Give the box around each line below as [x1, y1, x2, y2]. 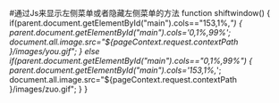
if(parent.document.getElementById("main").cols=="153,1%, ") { [9, 18, 243, 28]
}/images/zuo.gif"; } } [9, 83, 88, 94]
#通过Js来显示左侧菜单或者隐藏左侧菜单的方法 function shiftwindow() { [9, 8, 271, 18]
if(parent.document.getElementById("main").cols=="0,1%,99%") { [9, 56, 253, 66]
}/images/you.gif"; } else [9, 46, 100, 56]
